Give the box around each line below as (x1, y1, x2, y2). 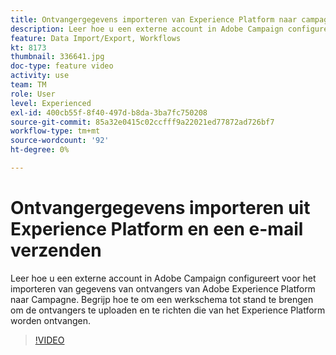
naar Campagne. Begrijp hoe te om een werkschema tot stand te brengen (10, 293, 314, 305)
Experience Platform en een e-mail (10, 218, 304, 241)
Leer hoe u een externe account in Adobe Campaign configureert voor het (10, 272, 317, 284)
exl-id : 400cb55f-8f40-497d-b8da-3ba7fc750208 (10, 107, 208, 118)
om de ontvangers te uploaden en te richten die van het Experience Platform (10, 304, 326, 316)
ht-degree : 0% (10, 145, 70, 155)
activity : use (10, 71, 70, 81)
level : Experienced (10, 98, 92, 108)
